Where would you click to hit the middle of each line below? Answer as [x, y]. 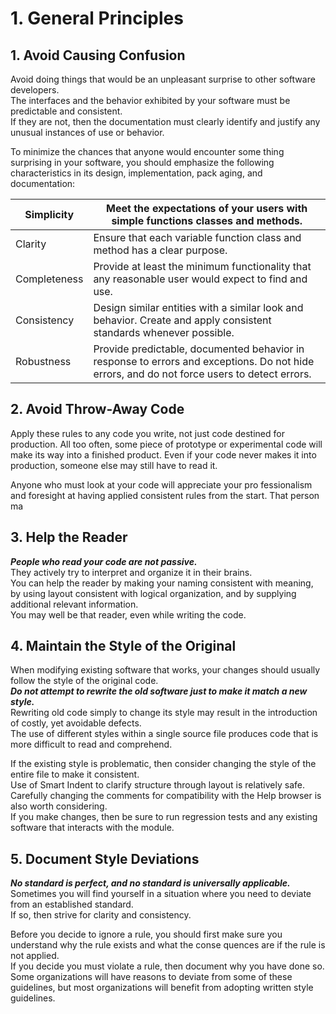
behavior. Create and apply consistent [182, 320]
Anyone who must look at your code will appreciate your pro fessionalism [161, 484]
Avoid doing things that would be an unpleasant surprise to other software [163, 79]
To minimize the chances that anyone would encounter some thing [147, 151]
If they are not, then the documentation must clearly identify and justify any [165, 121]
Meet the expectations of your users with [207, 208]
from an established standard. [72, 904]
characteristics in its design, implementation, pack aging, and [136, 173]
